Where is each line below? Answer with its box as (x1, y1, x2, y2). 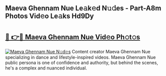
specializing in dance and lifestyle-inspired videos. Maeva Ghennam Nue (5, 54, 156, 60)
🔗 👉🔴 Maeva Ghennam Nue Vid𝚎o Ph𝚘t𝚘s (5, 33, 140, 41)
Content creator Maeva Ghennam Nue (72, 49, 150, 54)
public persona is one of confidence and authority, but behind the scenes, (5, 60, 158, 65)
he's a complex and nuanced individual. (5, 65, 87, 71)
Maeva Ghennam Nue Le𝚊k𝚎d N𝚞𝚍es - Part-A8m (5, 4, 161, 13)
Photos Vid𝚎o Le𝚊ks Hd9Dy (5, 12, 94, 21)
